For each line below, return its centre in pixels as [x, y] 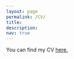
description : [22, 28]
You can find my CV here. [37, 50]
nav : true [18, 33]
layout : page [22, 11]
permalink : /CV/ [26, 17]
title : [14, 22]
